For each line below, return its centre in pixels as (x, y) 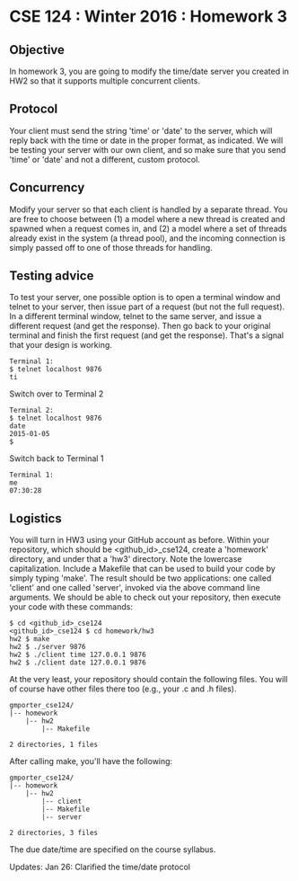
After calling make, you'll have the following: (91, 761)
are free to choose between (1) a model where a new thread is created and (147, 218)
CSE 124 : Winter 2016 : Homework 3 (148, 17)
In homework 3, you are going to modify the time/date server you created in (149, 71)
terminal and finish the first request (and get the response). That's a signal (147, 335)
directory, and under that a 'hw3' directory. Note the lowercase (126, 559)
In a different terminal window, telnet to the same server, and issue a (136, 316)
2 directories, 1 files (54, 745)
